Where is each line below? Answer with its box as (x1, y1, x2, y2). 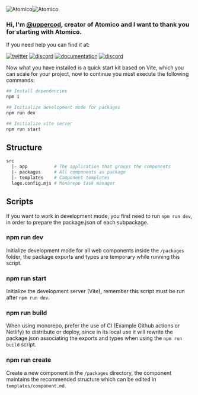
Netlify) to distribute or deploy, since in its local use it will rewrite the (6, 329, 173, 336)
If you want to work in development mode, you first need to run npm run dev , (6, 212, 193, 219)
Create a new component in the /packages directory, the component (6, 369, 172, 376)
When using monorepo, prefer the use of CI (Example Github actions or (6, 322, 180, 329)
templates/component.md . (6, 382, 66, 389)
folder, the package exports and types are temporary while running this (6, 253, 180, 260)
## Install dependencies (6, 88, 68, 94)
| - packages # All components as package (11, 169, 126, 175)
